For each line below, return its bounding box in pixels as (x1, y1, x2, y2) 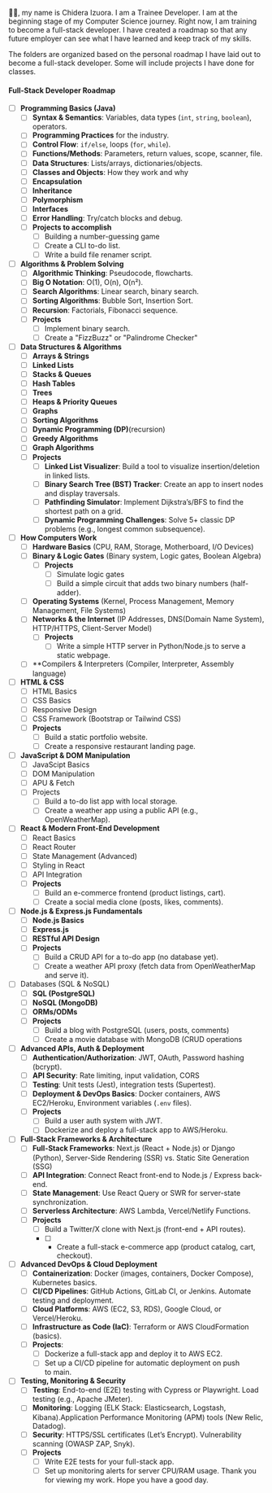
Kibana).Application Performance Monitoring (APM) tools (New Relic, (32, 1412, 264, 1422)
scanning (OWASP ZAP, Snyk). (32, 1438, 136, 1448)
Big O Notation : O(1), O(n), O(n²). (32, 278, 144, 287)
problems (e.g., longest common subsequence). (44, 523, 205, 533)
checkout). (56, 1250, 93, 1260)
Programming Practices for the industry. (32, 130, 170, 140)
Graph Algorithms (32, 443, 95, 453)
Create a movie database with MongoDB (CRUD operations (44, 1034, 243, 1044)
